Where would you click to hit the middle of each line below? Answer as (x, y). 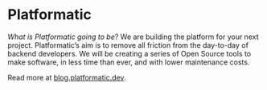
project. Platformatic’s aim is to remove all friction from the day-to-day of (128, 45)
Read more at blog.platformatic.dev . (67, 77)
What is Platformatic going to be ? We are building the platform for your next (133, 37)
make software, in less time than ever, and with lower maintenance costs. (129, 62)
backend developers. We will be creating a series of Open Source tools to (129, 53)
